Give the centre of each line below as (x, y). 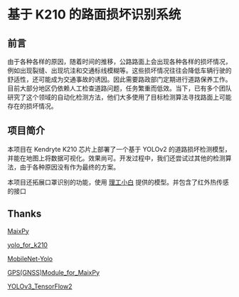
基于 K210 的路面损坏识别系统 (94, 15)
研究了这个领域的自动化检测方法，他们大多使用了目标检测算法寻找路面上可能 (119, 97)
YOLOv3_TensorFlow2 (40, 286)
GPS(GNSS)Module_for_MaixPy (54, 272)
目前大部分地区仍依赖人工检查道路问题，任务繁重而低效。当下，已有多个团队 (119, 88)
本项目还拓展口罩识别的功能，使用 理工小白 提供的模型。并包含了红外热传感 (118, 182)
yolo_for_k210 (28, 245)
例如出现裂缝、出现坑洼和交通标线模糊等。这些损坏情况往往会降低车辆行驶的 (119, 71)
